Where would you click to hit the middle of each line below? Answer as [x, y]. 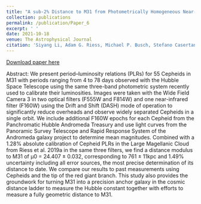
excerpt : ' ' [22, 28]
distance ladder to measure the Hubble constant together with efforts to [95, 188]
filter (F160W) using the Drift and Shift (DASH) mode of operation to [89, 105]
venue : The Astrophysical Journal [49, 39]
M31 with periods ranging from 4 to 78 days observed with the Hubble [93, 80]
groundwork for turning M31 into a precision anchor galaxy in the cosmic [96, 182]
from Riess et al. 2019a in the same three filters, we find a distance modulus [100, 150]
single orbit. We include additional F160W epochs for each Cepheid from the [100, 118]
